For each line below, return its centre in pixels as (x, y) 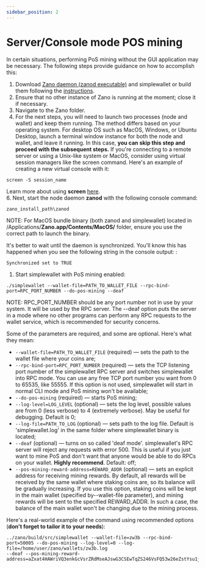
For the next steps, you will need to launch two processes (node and (101, 116)
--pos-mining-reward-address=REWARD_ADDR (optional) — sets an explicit (104, 469)
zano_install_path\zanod (38, 209)
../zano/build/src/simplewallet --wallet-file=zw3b (73, 537)
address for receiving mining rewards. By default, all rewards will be (100, 476)
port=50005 (20, 543)
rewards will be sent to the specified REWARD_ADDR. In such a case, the (106, 501)
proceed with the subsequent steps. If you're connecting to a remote (103, 149)
